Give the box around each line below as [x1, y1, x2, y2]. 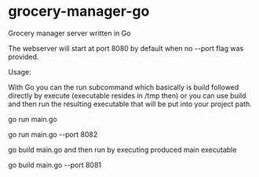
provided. [8, 52, 39, 61]
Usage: [8, 67, 31, 76]
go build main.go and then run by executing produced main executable [8, 145, 237, 154]
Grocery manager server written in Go [8, 28, 131, 38]
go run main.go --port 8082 [8, 129, 98, 139]
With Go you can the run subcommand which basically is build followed [8, 82, 239, 92]
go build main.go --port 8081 [8, 160, 102, 169]
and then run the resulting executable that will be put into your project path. [8, 99, 253, 109]
